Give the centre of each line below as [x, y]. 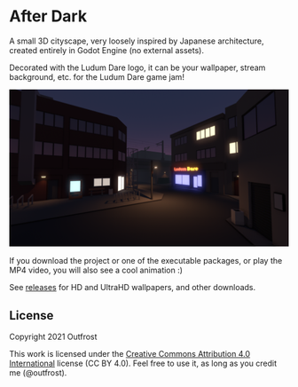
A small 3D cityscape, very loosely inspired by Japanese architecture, [137, 41]
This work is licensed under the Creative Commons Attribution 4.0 [130, 354]
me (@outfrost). [38, 373]
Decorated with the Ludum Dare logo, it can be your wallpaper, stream [137, 67]
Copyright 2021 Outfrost [53, 337]
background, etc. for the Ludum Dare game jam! [97, 76]
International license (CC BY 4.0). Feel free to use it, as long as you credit [143, 363]
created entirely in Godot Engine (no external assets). [106, 50]
